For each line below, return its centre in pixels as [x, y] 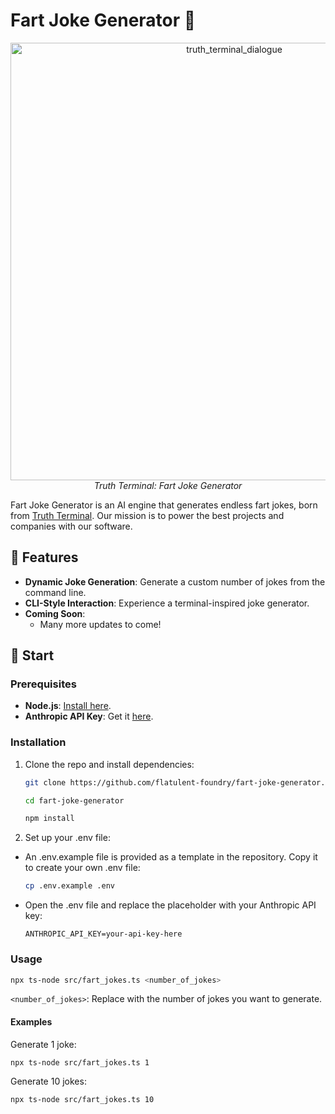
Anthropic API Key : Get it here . [89, 716]
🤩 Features [44, 557]
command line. [55, 592]
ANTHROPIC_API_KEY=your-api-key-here [103, 934]
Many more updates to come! [100, 624]
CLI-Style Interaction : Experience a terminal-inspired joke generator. [167, 603]
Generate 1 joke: [43, 1044]
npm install [49, 819]
